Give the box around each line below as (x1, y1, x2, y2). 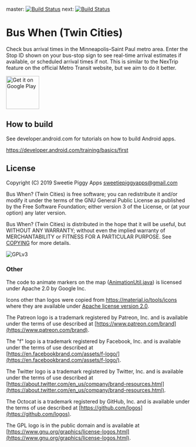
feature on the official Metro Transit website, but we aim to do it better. (6, 64, 177, 71)
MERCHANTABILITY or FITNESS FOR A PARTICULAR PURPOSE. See (6, 233, 172, 240)
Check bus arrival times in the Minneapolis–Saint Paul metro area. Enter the (6, 45, 188, 52)
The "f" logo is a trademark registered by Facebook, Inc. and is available (6, 338, 181, 345)
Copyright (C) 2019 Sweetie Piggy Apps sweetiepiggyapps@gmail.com (6, 179, 178, 186)
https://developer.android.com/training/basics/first (6, 146, 129, 153)
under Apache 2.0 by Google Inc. (6, 285, 86, 292)
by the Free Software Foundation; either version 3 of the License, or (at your (6, 203, 190, 210)
